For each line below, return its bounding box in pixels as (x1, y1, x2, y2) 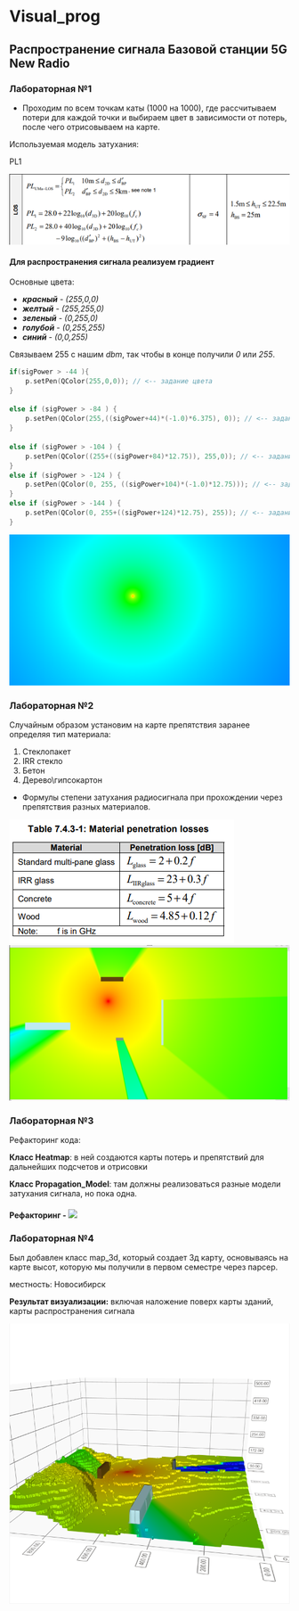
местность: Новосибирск (9, 1279, 106, 1289)
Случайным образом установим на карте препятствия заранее (9, 719, 251, 730)
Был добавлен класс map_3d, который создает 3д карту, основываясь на (9, 1253, 289, 1262)
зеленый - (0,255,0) (21, 312, 99, 323)
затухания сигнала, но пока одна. (9, 1188, 138, 1199)
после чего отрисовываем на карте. (21, 121, 160, 132)
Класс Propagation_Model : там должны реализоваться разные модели (9, 1179, 281, 1189)
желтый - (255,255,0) (21, 303, 105, 314)
